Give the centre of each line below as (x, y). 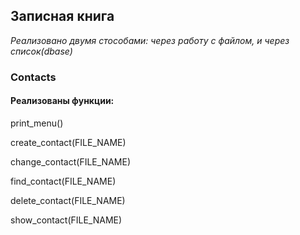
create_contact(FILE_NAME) (68, 142)
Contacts (33, 77)
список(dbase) (41, 51)
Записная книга (62, 16)
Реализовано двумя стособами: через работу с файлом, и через (150, 40)
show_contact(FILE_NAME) (66, 220)
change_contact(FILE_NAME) (70, 161)
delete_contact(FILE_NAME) (68, 200)
